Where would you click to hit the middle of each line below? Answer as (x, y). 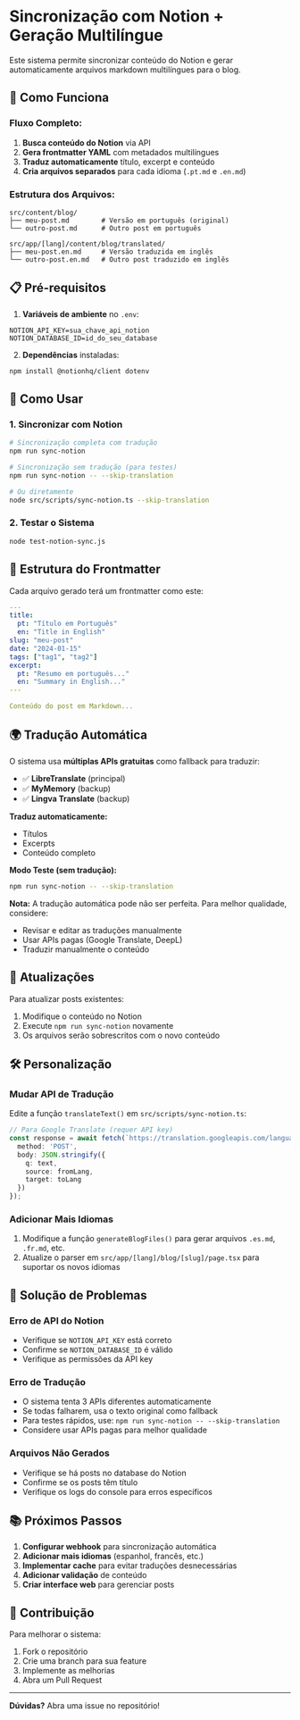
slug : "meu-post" (42, 640)
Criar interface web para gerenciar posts (98, 1585)
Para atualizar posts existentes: (67, 998)
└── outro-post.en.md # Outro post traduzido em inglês (119, 259)
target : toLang (54, 1180)
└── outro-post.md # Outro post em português (105, 228)
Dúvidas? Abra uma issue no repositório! (85, 1706)
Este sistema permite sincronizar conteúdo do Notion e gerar (121, 60)
